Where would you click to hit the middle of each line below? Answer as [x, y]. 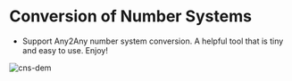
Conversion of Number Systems [131, 16]
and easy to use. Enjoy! [65, 50]
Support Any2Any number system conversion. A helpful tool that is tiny [153, 41]
